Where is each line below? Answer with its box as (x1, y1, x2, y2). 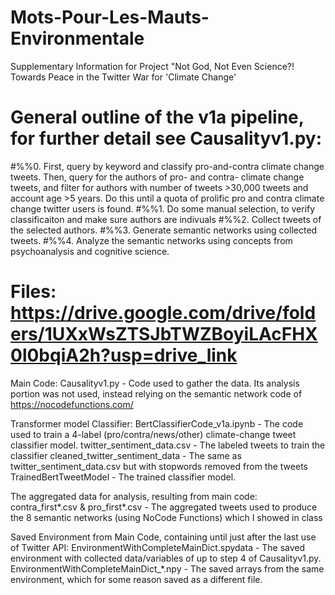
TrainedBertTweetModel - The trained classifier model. (10, 471, 237, 483)
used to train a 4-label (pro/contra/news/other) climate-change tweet (10, 428, 297, 440)
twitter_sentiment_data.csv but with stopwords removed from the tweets (10, 460, 308, 472)
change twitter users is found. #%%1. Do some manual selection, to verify (10, 202, 316, 215)
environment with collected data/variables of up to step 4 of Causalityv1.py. (10, 552, 322, 564)
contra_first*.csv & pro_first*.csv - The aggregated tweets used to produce (10, 501, 318, 513)
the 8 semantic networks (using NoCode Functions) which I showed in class (10, 511, 323, 523)
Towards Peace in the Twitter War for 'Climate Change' (10, 71, 237, 83)
